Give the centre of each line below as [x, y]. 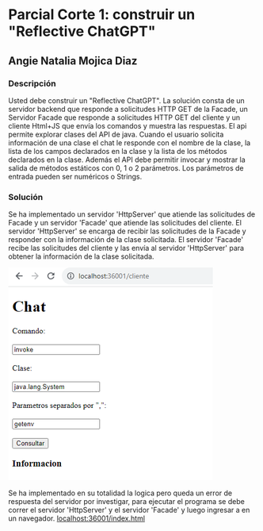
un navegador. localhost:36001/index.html [76, 518]
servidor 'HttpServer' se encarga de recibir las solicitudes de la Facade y [128, 231]
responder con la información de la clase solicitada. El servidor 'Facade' [126, 240]
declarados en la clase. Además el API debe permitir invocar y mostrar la [127, 160]
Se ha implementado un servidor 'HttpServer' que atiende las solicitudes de [132, 214]
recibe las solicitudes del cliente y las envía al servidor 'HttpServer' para [126, 248]
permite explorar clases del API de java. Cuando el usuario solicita [116, 134]
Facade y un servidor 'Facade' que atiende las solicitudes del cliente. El [125, 223]
